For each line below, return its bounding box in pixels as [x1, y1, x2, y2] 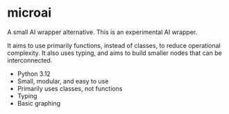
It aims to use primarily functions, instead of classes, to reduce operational [7, 41, 221, 49]
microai [7, 5, 52, 21]
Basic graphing [17, 99, 61, 107]
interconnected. [7, 56, 53, 64]
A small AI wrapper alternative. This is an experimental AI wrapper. [7, 28, 198, 36]
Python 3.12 [17, 70, 51, 78]
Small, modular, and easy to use [17, 76, 109, 85]
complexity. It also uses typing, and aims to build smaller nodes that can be [7, 49, 222, 57]
